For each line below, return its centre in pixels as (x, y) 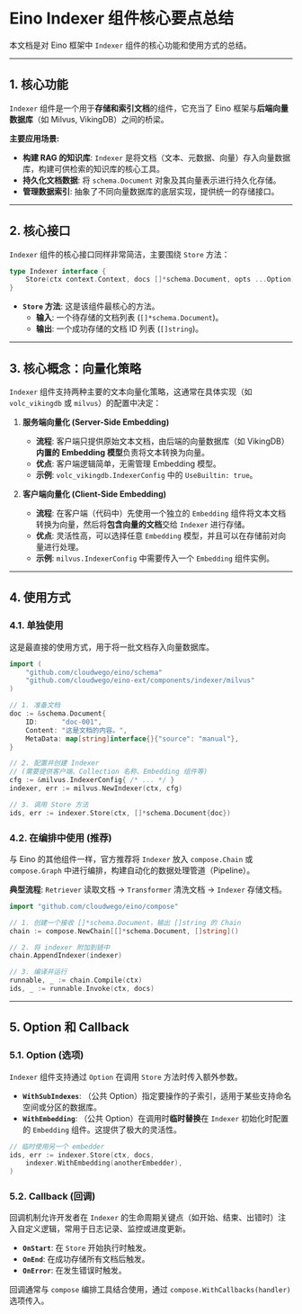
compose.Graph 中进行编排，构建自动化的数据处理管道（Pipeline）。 (132, 870)
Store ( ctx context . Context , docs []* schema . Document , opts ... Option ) (160, 280)
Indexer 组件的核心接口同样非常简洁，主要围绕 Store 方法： (120, 254)
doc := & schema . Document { (58, 714)
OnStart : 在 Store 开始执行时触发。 (86, 1248)
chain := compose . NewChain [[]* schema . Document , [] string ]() (124, 931)
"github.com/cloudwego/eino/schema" (94, 672)
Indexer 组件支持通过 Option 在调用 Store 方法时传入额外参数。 (126, 1076)
